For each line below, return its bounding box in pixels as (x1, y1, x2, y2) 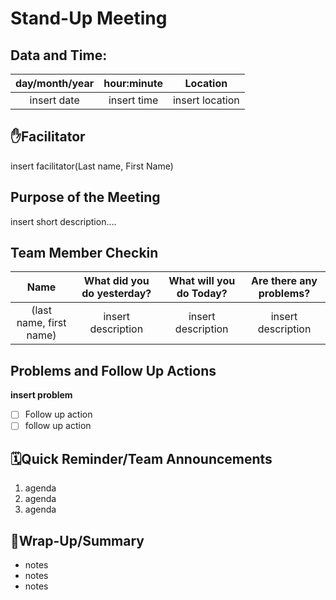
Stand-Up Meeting (10, 7, 168, 30)
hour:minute (103, 77, 163, 90)
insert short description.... (10, 215, 117, 227)
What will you (168, 274, 236, 288)
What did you (83, 274, 150, 288)
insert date (29, 93, 80, 107)
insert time (108, 93, 159, 107)
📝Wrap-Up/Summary (10, 532, 145, 549)
